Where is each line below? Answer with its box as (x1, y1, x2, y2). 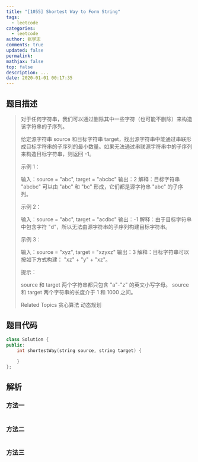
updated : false (6, 48, 44, 54)
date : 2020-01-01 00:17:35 (6, 75, 73, 81)
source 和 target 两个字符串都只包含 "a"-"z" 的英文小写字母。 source (20, 281, 189, 288)
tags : (6, 14, 20, 20)
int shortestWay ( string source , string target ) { (17, 347, 142, 354)
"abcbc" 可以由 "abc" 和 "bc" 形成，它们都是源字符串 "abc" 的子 (20, 183, 178, 190)
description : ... (6, 70, 49, 76)
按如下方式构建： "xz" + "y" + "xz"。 (20, 256, 111, 263)
